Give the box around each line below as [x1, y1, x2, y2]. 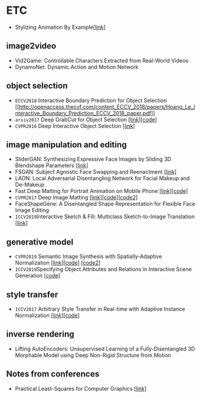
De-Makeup [14, 181, 45, 188]
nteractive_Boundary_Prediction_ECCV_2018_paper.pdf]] [14, 109, 155, 117]
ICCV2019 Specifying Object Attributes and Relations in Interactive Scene [14, 266, 192, 273]
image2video [6, 41, 56, 51]
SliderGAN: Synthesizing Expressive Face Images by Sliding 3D [14, 156, 172, 163]
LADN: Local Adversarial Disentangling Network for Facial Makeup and [14, 175, 190, 182]
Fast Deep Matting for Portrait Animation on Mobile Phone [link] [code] [14, 188, 188, 195]
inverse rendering [6, 329, 74, 340]
